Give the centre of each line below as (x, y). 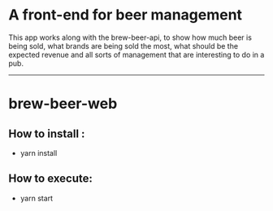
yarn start (37, 198)
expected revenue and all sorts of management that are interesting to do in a (136, 54)
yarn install (39, 153)
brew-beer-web (63, 104)
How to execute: (51, 179)
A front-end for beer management (125, 15)
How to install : (47, 133)
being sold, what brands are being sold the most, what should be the (123, 45)
